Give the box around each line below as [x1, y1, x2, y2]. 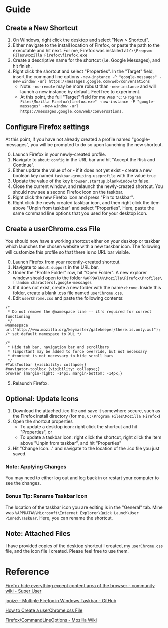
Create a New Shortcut [5, 24, 78, 32]
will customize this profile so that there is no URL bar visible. [5, 248, 130, 255]
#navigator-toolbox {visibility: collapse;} [5, 366, 100, 371]
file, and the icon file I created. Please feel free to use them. [5, 548, 129, 554]
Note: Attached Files [5, 529, 71, 538]
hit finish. [12, 63, 32, 69]
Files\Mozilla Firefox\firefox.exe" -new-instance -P [20, 99, 135, 104]
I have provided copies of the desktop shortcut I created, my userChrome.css [5, 543, 163, 549]
